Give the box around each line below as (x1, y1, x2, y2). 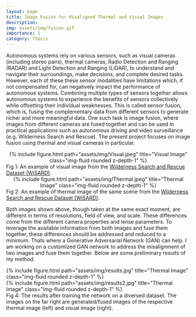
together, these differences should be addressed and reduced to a (6, 231, 166, 238)
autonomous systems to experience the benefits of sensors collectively (6, 96, 178, 103)
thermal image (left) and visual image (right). (6, 305, 114, 311)
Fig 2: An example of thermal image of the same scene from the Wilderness (6, 188, 188, 195)
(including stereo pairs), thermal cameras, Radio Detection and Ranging (6, 58, 178, 65)
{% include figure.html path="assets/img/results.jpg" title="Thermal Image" (6, 267, 188, 274)
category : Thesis (6, 36, 49, 42)
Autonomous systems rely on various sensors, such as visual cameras (6, 52, 176, 59)
